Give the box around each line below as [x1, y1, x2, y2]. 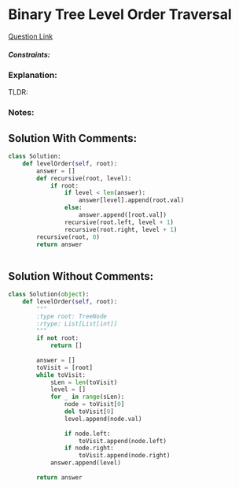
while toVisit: [36, 371, 86, 379]
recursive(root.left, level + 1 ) [64, 218, 175, 226]
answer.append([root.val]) [78, 211, 167, 219]
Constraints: [8, 50, 50, 59]
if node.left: [64, 430, 111, 438]
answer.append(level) [50, 459, 122, 467]
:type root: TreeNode [36, 312, 108, 320]
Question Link [8, 32, 53, 41]
